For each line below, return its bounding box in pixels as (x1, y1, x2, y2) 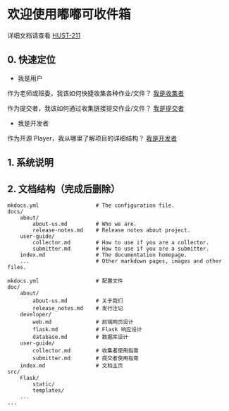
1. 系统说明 (7, 157, 54, 169)
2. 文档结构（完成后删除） (7, 183, 120, 195)
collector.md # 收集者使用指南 (32, 347, 140, 354)
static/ (32, 381, 55, 388)
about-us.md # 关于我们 (32, 297, 123, 304)
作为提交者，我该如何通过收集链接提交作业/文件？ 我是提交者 (7, 104, 185, 112)
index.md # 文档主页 (20, 362, 123, 369)
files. (7, 263, 27, 270)
